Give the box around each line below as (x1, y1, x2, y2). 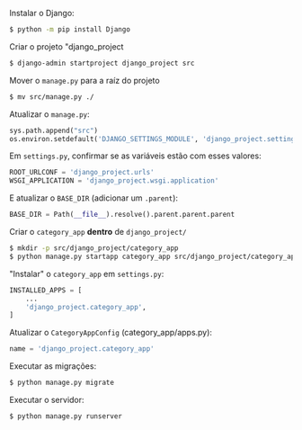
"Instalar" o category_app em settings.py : (9, 268, 164, 279)
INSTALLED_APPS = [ (9, 285, 83, 295)
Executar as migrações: (9, 361, 97, 372)
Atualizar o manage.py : (9, 108, 90, 120)
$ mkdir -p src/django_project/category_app (9, 244, 179, 253)
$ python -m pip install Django (9, 25, 130, 34)
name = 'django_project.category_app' (9, 345, 155, 354)
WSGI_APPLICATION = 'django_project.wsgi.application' (9, 176, 219, 185)
